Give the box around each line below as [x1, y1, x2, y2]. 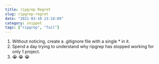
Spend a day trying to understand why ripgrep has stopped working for [12, 44, 154, 49]
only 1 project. [12, 49, 40, 55]
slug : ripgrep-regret [5, 12, 49, 16]
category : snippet [5, 20, 42, 26]
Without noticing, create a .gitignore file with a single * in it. [12, 38, 130, 44]
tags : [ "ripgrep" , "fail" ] [5, 25, 59, 30]
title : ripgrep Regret [5, 7, 51, 12]
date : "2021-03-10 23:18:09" [5, 16, 64, 21]
